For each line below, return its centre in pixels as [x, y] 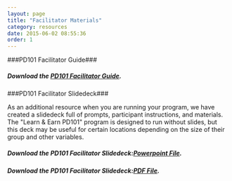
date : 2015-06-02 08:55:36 [47, 33]
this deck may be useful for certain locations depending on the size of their [116, 130]
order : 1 [20, 40]
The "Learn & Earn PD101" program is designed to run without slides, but [112, 122]
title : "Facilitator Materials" [54, 20]
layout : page [26, 14]
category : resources [38, 27]
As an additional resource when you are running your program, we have [111, 107]
